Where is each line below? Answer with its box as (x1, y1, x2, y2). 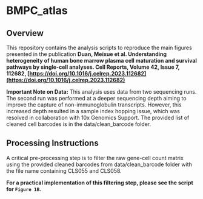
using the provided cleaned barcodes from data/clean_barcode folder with (6, 161, 192, 168)
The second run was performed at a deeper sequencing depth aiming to (6, 95, 187, 102)
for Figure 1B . (6, 185, 41, 192)
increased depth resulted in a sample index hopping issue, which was (6, 108, 180, 114)
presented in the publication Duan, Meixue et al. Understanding (6, 51, 167, 58)
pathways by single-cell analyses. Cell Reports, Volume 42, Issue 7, (6, 63, 180, 71)
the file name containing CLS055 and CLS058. (6, 167, 122, 174)
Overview (6, 28, 44, 38)
